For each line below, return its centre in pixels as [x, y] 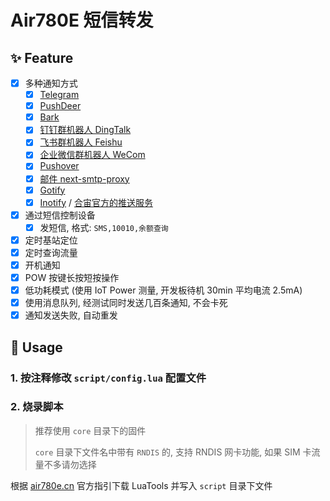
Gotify [52, 190]
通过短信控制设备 [60, 215]
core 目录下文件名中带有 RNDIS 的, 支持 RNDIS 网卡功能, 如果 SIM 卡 [173, 452]
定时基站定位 [51, 240]
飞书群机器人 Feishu [81, 142]
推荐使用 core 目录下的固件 [90, 430]
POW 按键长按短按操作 [72, 277]
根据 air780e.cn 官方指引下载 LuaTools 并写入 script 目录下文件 [141, 485]
